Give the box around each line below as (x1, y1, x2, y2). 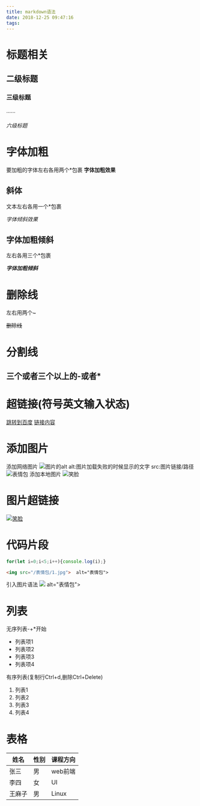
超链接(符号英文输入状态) (6, 398, 130, 411)
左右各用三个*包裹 (6, 252, 52, 259)
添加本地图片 (29, 470, 61, 478)
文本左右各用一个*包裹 (6, 202, 62, 210)
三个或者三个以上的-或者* (6, 371, 102, 381)
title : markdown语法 (6, 8, 56, 15)
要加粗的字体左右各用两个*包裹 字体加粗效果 (6, 166, 116, 173)
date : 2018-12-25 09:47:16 (6, 14, 74, 20)
